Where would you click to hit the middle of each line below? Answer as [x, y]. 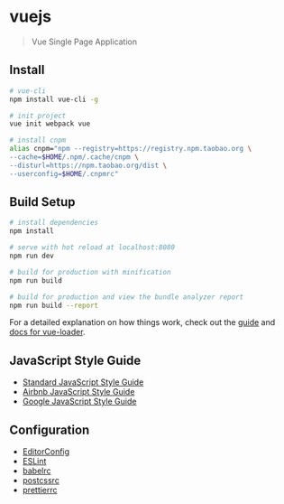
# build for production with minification [90, 272]
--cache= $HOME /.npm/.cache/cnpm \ [74, 157]
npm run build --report [54, 305]
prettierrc [40, 490]
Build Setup [42, 202]
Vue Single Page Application [84, 42]
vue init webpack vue [50, 124]
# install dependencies [54, 223]
